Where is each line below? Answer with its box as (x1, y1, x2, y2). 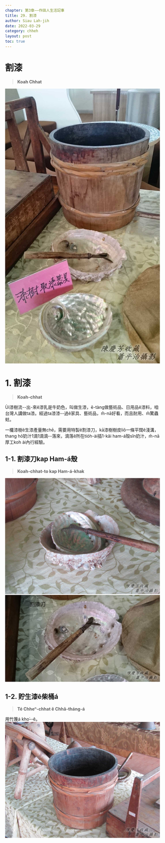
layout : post (5, 34, 32, 39)
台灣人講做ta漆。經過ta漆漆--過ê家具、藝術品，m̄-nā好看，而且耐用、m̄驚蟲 (5, 410, 159, 416)
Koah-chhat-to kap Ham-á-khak (17, 468, 84, 474)
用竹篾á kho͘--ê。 (5, 716, 40, 722)
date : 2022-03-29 (5, 24, 41, 28)
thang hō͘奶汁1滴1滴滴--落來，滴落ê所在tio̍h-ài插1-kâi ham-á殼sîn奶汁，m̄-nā (5, 433, 160, 439)
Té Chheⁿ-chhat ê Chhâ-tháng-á (17, 706, 85, 711)
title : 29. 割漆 (5, 13, 37, 18)
